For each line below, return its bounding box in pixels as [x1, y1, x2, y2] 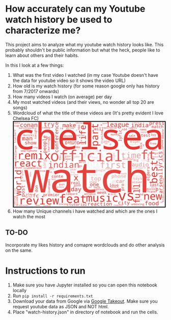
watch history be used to [5, 14, 112, 25]
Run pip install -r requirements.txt [12, 293, 93, 299]
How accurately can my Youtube [5, 3, 146, 15]
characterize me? [5, 25, 81, 36]
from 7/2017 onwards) [12, 88, 60, 94]
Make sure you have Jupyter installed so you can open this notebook [12, 282, 158, 288]
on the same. [5, 247, 33, 253]
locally [12, 287, 27, 293]
